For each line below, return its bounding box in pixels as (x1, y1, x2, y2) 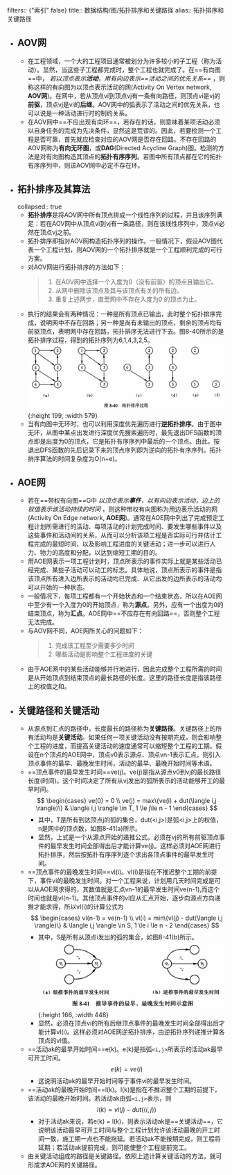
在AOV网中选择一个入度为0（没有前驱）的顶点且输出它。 (55, 277, 218, 286)
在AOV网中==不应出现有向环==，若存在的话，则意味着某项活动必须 (27, 117, 220, 126)
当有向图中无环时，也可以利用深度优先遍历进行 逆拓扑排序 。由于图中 (27, 419, 222, 428)
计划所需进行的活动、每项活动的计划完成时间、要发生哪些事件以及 (33, 522, 222, 530)
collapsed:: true (17, 202, 62, 211)
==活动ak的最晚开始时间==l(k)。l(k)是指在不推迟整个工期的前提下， (27, 1085, 221, 1094)
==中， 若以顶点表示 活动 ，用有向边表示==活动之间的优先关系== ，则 (27, 74, 226, 82)
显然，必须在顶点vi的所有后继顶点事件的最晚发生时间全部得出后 (37, 1019, 220, 1028)
